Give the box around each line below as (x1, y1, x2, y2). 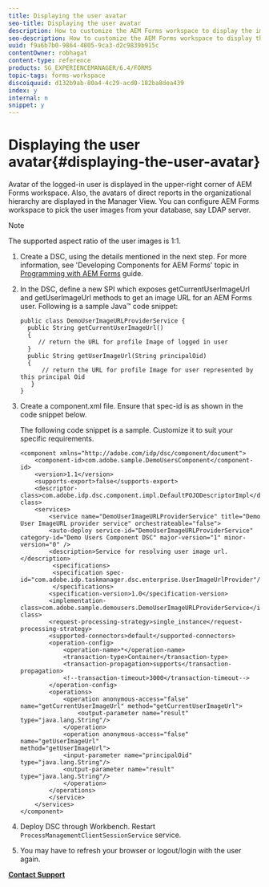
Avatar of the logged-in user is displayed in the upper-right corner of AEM (8, 180, 252, 189)
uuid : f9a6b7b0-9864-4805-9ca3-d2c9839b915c (8, 42, 159, 50)
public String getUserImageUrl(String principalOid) (27, 352, 207, 360)
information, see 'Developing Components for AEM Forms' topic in (19, 260, 239, 270)
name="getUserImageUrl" (19, 738, 100, 746)
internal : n (8, 94, 48, 102)
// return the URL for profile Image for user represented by (41, 366, 254, 374)
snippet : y (8, 101, 45, 109)
